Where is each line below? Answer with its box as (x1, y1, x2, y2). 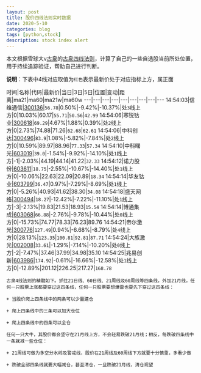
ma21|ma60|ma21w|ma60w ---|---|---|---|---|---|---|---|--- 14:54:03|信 (13, 96, 195, 103)
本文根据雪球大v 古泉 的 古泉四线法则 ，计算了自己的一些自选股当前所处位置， (6, 55, 196, 62)
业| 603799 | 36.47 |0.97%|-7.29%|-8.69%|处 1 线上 (6, 180, 128, 187)
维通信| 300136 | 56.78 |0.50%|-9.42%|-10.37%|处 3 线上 (6, 104, 141, 111)
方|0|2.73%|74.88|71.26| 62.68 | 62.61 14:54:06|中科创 (6, 127, 138, 134)
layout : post (6, 9, 40, 15)
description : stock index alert (6, 37, 88, 43)
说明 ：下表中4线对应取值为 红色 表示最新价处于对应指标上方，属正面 (6, 76, 174, 83)
